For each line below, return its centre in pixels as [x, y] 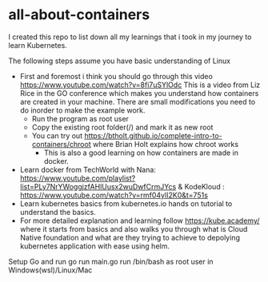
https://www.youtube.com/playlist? [78, 178]
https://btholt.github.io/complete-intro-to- [153, 135]
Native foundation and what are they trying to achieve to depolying [130, 237]
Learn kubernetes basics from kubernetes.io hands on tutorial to [126, 203]
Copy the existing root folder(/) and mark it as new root [122, 127]
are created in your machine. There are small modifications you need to [138, 101]
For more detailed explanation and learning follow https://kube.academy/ [140, 220]
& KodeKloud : [202, 186]
